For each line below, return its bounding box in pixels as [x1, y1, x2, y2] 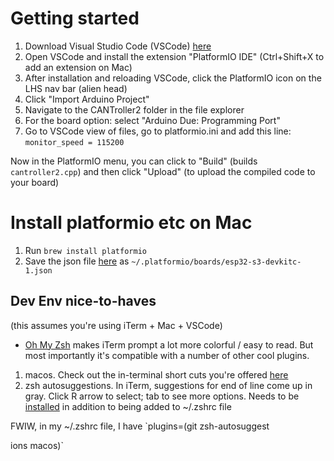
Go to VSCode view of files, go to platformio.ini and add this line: [24, 125, 292, 137]
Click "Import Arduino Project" [24, 93, 150, 105]
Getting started [10, 7, 140, 30]
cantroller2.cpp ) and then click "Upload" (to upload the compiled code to [10, 165, 316, 177]
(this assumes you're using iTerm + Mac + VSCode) [10, 319, 223, 331]
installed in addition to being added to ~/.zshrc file [24, 400, 232, 412]
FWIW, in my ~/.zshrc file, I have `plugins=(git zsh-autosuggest [10, 420, 270, 432]
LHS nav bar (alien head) [24, 82, 128, 94]
